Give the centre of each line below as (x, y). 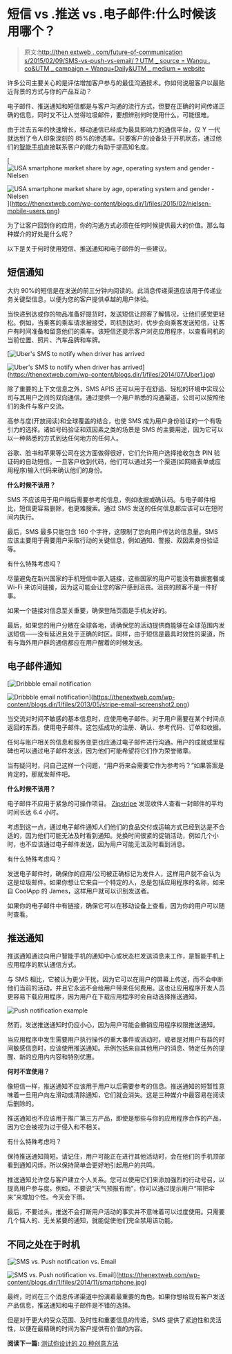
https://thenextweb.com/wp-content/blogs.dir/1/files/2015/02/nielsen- (112, 203)
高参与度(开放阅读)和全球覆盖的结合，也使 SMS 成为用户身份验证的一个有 (112, 420)
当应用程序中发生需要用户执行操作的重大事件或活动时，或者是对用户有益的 (113, 1040)
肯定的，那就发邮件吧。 (40, 774)
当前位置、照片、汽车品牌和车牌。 (56, 339)
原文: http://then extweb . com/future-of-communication (103, 52)
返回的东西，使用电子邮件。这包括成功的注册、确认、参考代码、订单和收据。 (116, 727)
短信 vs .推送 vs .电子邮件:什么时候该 (112, 14)
